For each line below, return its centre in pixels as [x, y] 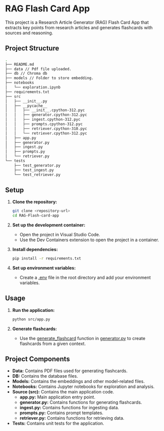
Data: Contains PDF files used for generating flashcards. [70, 371]
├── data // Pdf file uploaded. [38, 69]
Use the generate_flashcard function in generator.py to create [82, 338]
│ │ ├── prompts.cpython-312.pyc [44, 124]
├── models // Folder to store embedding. [49, 78]
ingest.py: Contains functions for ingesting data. [69, 408]
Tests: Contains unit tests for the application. [58, 424]
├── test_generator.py [37, 165]
